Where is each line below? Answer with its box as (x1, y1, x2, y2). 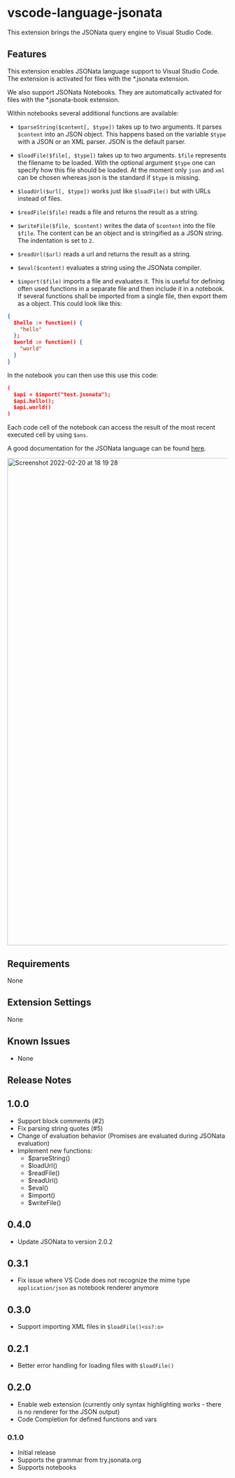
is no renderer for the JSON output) (17, 1407, 120, 1416)
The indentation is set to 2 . (17, 236, 94, 244)
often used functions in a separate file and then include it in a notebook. (17, 284, 225, 293)
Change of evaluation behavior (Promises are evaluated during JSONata (17, 1132, 226, 1140)
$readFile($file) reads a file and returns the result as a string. (17, 208, 199, 216)
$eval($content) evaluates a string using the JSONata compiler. (17, 263, 201, 272)
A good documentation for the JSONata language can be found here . (7, 444, 206, 453)
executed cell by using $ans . (7, 430, 89, 439)
